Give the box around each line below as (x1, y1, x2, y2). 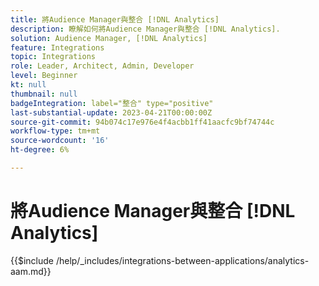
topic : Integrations (10, 52, 97, 62)
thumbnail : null (10, 89, 78, 99)
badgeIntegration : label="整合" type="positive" (10, 98, 214, 108)
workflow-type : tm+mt (10, 126, 101, 136)
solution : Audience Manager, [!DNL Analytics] (10, 33, 208, 43)
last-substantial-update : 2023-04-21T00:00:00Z (10, 107, 213, 118)
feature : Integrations (10, 42, 105, 53)
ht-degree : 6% (10, 145, 70, 155)
